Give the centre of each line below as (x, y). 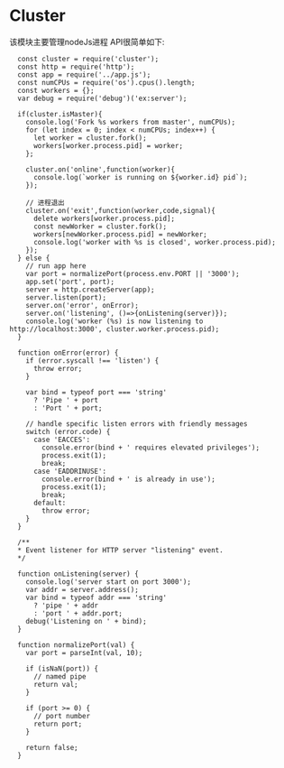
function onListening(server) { (78, 574)
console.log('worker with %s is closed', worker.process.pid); (155, 242)
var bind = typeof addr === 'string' (96, 597)
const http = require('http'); (76, 67)
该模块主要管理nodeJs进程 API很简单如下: (87, 42)
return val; (55, 684)
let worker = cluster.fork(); (90, 138)
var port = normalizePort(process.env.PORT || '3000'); (133, 273)
